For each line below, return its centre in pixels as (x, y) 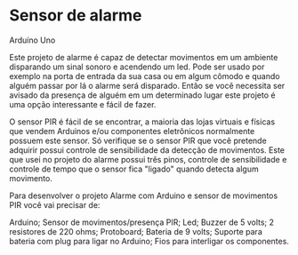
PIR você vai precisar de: (55, 204)
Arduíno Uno (32, 40)
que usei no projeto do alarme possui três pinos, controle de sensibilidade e (148, 159)
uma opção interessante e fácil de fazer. (83, 104)
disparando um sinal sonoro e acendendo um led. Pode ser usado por (137, 67)
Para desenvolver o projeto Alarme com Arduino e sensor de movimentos (144, 195)
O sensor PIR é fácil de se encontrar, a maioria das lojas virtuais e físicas (142, 122)
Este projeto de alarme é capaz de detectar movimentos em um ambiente (144, 57)
